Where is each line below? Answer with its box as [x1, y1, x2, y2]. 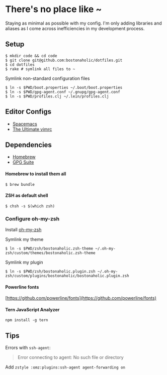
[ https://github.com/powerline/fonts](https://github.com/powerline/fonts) [5, 295, 157, 301]
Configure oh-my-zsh [5, 215, 59, 222]
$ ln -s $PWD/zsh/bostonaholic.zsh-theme [5, 246, 94, 252]
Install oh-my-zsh [5, 227, 42, 233]
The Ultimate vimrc [12, 126, 52, 132]
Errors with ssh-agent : [5, 345, 51, 351]
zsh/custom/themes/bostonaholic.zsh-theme [5, 251, 96, 256]
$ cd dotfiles [5, 62, 35, 67]
